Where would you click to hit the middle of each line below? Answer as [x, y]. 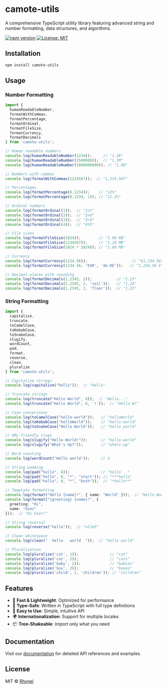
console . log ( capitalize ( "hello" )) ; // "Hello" [55, 385]
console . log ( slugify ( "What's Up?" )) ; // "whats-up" [68, 445]
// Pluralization [23, 550]
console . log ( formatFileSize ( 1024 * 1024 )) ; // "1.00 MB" [65, 248]
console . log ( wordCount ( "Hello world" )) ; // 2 [58, 458]
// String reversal [25, 522]
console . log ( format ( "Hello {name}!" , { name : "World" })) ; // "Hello [80, 495]
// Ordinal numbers [25, 206]
